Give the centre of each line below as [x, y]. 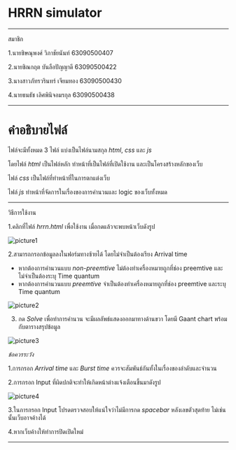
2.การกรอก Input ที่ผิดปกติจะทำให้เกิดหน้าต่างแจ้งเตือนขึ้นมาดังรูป [84, 382]
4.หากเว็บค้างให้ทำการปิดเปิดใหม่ [46, 431]
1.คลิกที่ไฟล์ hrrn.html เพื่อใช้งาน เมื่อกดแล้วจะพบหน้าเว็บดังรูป [82, 226]
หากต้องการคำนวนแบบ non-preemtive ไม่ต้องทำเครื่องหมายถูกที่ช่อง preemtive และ [120, 268]
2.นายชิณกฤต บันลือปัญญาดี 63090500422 [63, 66]
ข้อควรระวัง [21, 354]
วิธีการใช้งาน [22, 212]
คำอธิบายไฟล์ [38, 130]
